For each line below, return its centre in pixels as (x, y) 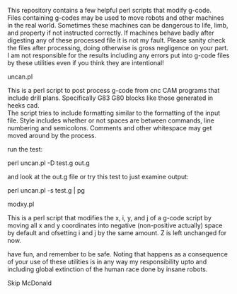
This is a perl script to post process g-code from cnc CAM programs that (114, 90)
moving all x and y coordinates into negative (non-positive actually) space (115, 225)
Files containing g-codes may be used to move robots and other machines (116, 18)
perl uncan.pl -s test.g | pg (46, 190)
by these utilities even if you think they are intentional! (86, 63)
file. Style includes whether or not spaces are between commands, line (111, 120)
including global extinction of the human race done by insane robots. (108, 269)
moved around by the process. (52, 135)
